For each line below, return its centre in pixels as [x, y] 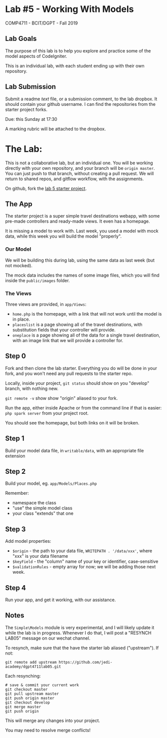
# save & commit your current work [42, 685]
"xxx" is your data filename [40, 556]
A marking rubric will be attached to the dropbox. [56, 129]
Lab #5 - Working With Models [70, 9]
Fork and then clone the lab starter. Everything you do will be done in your [81, 368]
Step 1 [15, 439]
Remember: [17, 493]
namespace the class [34, 503]
